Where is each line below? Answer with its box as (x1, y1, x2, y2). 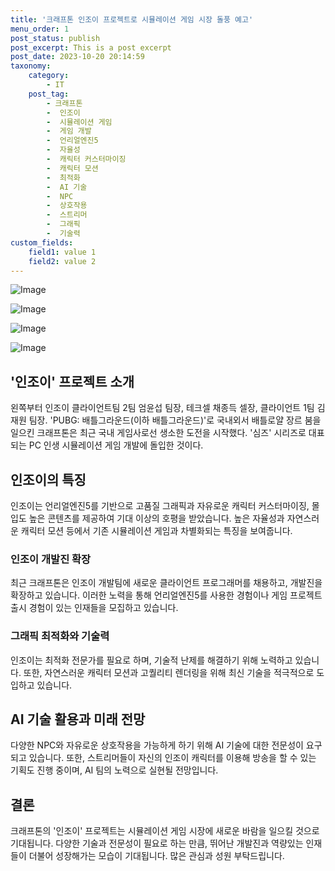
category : (28, 71, 70, 81)
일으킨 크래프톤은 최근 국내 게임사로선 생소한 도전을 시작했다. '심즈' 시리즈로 (10, 427, 307, 439)
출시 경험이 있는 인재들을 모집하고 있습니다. (10, 602, 179, 614)
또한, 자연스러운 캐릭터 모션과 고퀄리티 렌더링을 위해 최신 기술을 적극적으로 (23, 666, 315, 678)
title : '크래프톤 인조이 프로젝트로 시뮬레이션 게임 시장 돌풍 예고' (10, 14, 254, 25)
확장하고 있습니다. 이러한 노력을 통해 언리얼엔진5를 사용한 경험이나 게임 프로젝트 (10, 589, 323, 601)
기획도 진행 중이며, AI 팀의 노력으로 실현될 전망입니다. (10, 764, 219, 776)
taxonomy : (10, 61, 52, 71)
